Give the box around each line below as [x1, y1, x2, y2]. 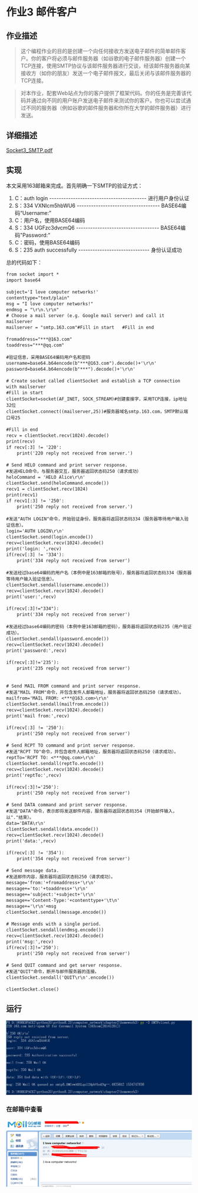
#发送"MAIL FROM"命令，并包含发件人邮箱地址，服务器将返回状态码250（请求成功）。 [6, 689, 184, 695]
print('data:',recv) [6, 838, 57, 844]
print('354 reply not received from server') [16, 855, 131, 862]
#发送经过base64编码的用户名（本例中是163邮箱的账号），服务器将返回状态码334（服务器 [6, 570, 192, 576]
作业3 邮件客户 [6, 5, 78, 19]
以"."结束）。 [6, 814, 34, 821]
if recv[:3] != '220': [6, 444, 62, 450]
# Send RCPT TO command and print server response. [6, 742, 136, 749]
